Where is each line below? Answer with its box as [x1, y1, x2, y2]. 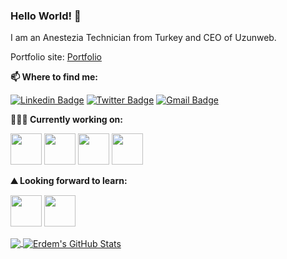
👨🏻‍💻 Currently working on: [10, 114, 123, 126]
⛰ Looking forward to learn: [10, 175, 128, 187]
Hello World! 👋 [10, 9, 82, 23]
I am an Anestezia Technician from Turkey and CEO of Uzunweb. [10, 32, 277, 44]
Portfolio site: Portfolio [10, 51, 102, 63]
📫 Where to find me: [10, 71, 99, 83]
